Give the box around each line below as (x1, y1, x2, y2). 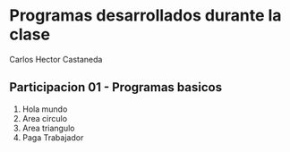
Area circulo (21, 113, 68, 123)
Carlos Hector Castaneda (9, 54, 103, 64)
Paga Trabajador (21, 131, 84, 143)
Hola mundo (21, 104, 68, 114)
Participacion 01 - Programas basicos (9, 80, 222, 95)
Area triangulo (21, 122, 75, 133)
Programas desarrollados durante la (9, 5, 282, 26)
